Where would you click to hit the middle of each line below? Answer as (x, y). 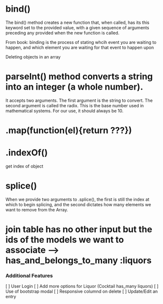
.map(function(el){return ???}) (69, 131)
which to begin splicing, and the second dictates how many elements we (78, 204)
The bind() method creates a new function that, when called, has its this (78, 22)
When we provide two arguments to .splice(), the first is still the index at (78, 199)
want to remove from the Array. (37, 209)
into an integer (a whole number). (74, 87)
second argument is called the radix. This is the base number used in (75, 105)
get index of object (24, 166)
